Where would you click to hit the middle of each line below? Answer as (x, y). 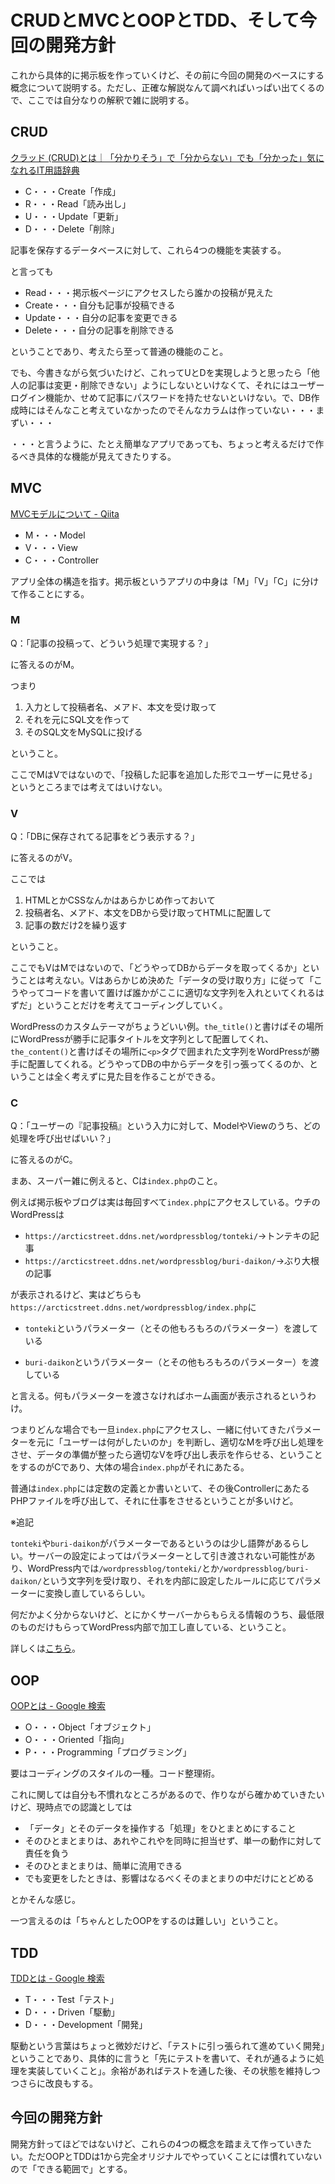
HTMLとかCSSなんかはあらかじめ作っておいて (120, 900)
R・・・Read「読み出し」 (78, 203)
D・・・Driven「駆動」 (72, 2012)
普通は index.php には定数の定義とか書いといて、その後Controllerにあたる (160, 1488)
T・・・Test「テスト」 (71, 2000)
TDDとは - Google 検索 (57, 1978)
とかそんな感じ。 (45, 1900)
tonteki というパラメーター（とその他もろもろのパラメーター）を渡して (171, 1328)
